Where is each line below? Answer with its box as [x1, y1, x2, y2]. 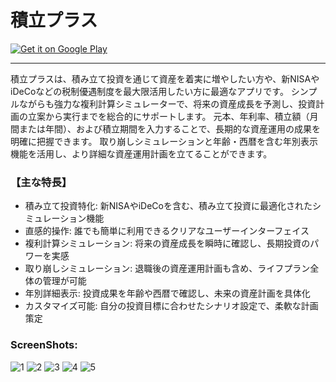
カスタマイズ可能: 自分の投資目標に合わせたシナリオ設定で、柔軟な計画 [24, 300, 319, 312]
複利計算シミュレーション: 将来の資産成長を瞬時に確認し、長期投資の [24, 237, 311, 250]
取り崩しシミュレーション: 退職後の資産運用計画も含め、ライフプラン [24, 262, 311, 275]
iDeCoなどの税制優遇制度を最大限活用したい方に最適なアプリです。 [10, 85, 289, 97]
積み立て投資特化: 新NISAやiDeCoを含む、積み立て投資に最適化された [24, 200, 313, 212]
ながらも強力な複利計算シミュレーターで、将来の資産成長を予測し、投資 [18, 97, 317, 110]
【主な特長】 [10, 175, 73, 189]
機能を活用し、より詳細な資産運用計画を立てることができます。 [10, 147, 273, 160]
